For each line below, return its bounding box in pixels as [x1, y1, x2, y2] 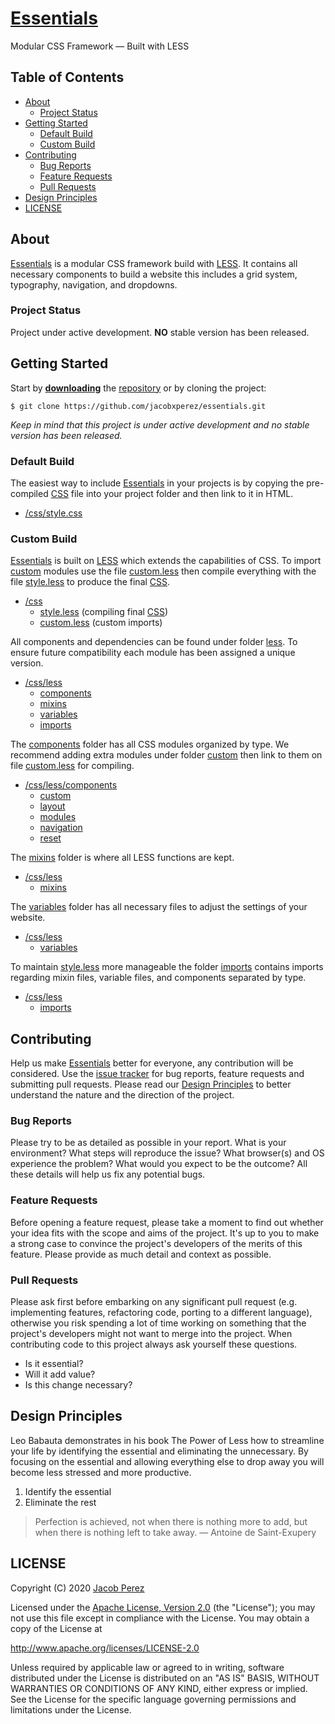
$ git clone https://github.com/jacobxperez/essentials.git [10, 401, 267, 411]
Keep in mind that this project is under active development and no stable [10, 418, 310, 431]
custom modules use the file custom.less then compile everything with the [10, 565, 317, 577]
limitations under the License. [10, 1703, 132, 1716]
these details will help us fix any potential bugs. [10, 1168, 206, 1181]
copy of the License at [10, 1622, 103, 1634]
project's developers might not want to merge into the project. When [10, 1327, 293, 1339]
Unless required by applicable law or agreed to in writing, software [10, 1661, 285, 1673]
